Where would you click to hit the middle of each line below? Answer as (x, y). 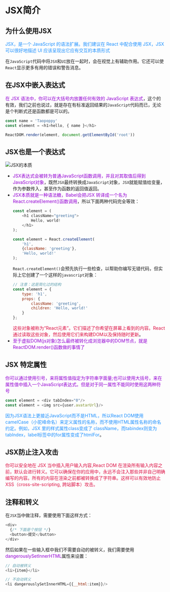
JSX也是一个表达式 (35, 152)
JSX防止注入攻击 (32, 452)
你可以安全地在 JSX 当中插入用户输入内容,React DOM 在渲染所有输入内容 (82, 465)
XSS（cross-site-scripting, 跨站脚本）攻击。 (52, 485)
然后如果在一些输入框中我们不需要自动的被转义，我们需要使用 (70, 549)
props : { (31, 299)
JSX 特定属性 (26, 365)
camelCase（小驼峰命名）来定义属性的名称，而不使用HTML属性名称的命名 (83, 422)
